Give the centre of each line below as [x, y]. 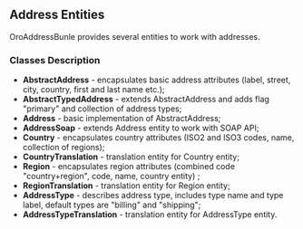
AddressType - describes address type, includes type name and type [153, 196]
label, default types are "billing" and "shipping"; [112, 205]
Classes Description [55, 60]
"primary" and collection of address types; [102, 109]
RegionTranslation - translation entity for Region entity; [126, 186]
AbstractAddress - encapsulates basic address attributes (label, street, [156, 80]
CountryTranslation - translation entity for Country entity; [131, 157]
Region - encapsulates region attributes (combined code [129, 167]
